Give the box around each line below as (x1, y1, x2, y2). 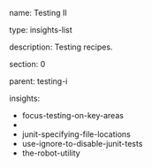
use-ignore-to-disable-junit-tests (21, 139, 143, 148)
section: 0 (9, 59, 46, 69)
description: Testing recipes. (9, 42, 113, 52)
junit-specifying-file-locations (21, 129, 131, 140)
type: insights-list (9, 25, 72, 34)
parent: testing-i (9, 76, 68, 87)
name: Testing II (9, 8, 68, 18)
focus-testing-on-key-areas (21, 110, 124, 120)
